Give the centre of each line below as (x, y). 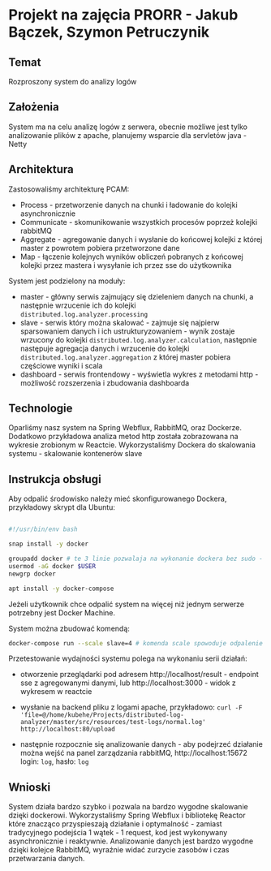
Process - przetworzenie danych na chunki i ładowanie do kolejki (129, 205)
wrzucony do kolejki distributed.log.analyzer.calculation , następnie (138, 339)
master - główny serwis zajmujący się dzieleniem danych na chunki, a (137, 296)
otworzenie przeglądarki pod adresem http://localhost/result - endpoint (140, 675)
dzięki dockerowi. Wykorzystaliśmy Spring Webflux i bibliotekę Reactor (127, 815)
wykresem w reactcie (56, 692)
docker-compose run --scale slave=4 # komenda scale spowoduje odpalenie (136, 643)
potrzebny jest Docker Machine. (62, 612)
